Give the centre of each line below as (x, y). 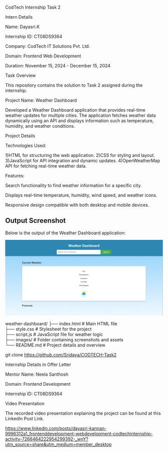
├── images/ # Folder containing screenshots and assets (64, 340)
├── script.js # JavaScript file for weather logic (54, 334)
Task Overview (20, 75)
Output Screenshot (35, 221)
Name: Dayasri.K (22, 27)
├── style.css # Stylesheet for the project (48, 329)
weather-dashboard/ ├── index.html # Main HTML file (61, 324)
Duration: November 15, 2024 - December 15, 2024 (58, 66)
